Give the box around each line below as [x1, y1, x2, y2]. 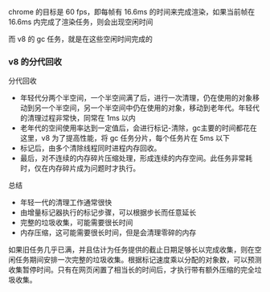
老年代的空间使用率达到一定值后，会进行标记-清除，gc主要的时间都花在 [19, 123, 257, 133]
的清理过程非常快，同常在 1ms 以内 [19, 113, 137, 123]
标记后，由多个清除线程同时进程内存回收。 [19, 143, 162, 153]
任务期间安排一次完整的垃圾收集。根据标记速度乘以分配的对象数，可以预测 [14, 255, 262, 265]
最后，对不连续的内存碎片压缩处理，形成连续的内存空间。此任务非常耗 [19, 154, 253, 163]
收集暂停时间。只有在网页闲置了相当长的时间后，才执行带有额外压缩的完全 [8, 265, 255, 275]
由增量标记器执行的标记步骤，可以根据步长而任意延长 [19, 208, 197, 217]
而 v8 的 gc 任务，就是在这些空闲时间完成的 [8, 35, 153, 43]
